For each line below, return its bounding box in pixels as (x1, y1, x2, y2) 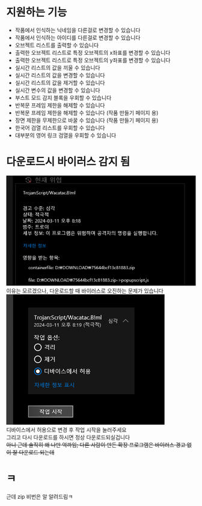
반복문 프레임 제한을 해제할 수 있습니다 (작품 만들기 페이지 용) (14, 109, 159, 116)
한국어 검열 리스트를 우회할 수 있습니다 (14, 124, 105, 131)
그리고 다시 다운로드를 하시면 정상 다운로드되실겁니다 (6, 433, 130, 440)
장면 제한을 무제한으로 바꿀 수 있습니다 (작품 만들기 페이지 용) (14, 117, 159, 124)
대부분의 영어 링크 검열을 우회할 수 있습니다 (14, 132, 117, 139)
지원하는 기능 (6, 5, 67, 19)
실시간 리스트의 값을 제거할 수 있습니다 (14, 79, 105, 86)
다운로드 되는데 (19, 448, 55, 456)
